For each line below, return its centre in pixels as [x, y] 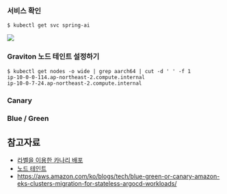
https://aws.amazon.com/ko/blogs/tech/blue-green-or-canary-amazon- [118, 176]
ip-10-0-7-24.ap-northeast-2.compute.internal [75, 83]
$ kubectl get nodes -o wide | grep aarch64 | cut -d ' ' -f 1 [99, 71]
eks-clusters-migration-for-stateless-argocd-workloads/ [97, 184]
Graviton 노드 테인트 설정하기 [53, 57]
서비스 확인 [24, 10]
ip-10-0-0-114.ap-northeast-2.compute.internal [76, 77]
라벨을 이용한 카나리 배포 [50, 160]
